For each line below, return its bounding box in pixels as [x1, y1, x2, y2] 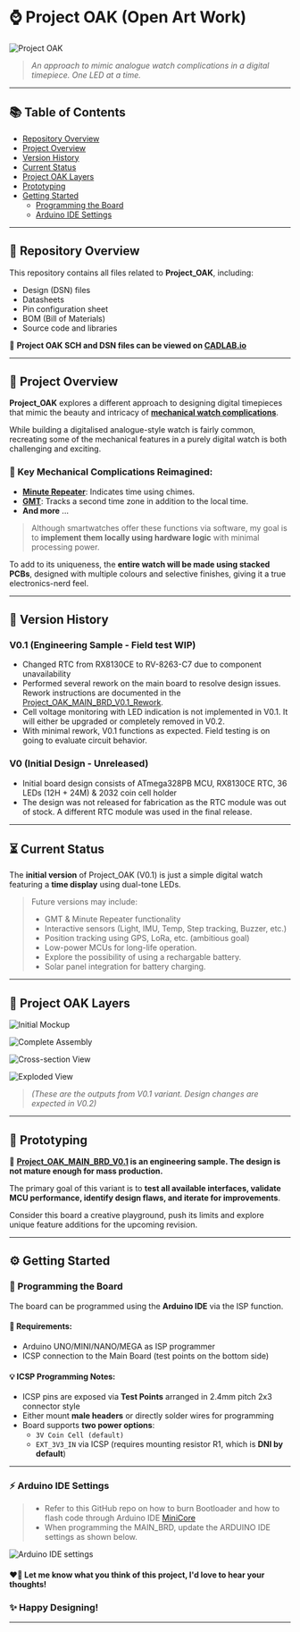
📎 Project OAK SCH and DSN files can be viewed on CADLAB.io [9, 340, 247, 350]
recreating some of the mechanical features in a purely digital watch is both [9, 434, 287, 445]
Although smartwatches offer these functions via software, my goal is [30, 522, 287, 533]
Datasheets [21, 294, 65, 305]
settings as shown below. [44, 1532, 138, 1543]
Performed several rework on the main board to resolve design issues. [21, 678, 281, 689]
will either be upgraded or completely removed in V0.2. [21, 716, 225, 727]
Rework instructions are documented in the [21, 687, 181, 698]
